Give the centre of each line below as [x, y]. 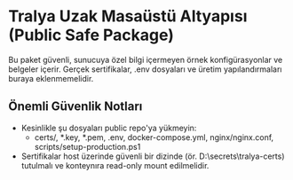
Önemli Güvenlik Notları [75, 107]
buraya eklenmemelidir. [51, 78]
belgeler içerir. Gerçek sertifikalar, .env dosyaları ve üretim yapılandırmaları [145, 69]
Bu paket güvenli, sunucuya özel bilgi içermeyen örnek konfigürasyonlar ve [146, 59]
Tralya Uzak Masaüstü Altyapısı [128, 16]
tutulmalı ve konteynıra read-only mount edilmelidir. [115, 165]
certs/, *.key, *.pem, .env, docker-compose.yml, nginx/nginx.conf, [154, 137]
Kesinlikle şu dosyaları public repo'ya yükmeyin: [109, 128]
